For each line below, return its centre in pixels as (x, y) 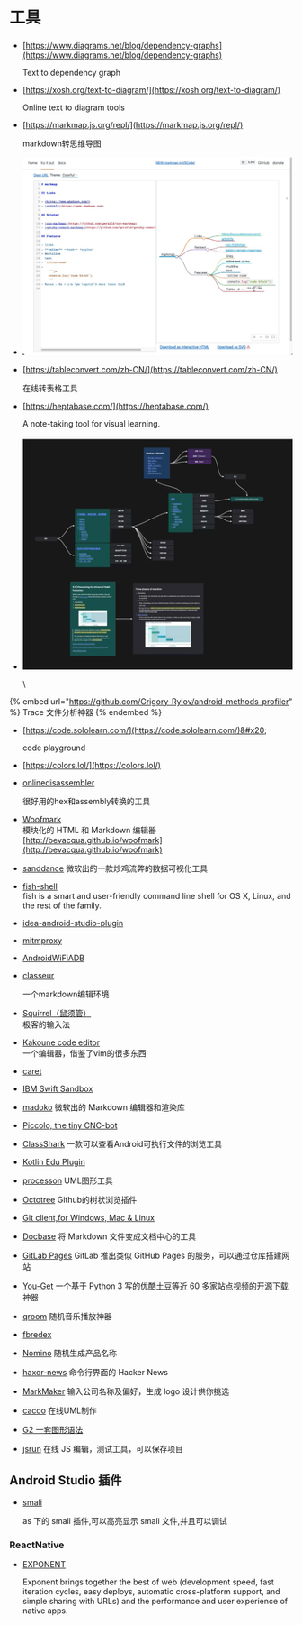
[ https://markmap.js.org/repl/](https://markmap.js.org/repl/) (133, 125)
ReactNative (37, 1545)
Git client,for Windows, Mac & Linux (89, 1218)
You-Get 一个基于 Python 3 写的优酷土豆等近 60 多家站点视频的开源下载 (155, 1286)
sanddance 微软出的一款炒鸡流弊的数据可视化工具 (115, 868)
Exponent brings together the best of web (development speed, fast (148, 1582)
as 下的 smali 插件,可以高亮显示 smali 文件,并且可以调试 (124, 1521)
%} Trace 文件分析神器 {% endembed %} (86, 712)
